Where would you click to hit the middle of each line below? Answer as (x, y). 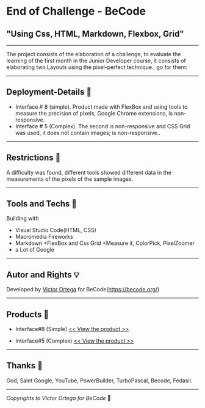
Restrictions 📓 (34, 158)
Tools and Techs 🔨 (42, 204)
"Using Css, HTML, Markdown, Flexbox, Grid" (95, 34)
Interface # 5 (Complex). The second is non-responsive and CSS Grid (103, 126)
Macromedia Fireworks (44, 237)
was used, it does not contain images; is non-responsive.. (88, 133)
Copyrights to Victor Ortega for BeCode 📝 (59, 398)
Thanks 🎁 (25, 366)
